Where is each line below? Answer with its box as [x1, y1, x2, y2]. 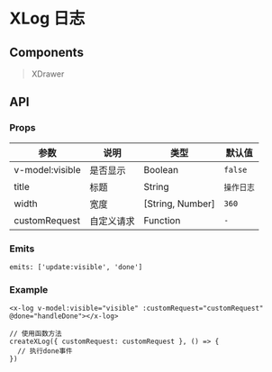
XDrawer [31, 68, 65, 79]
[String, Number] [143, 197, 216, 210]
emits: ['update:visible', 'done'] [9, 262, 143, 271]
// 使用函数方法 [9, 330, 62, 339]
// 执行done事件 [17, 347, 74, 356]
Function [143, 213, 181, 226]
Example [9, 283, 49, 295]
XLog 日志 [9, 8, 86, 29]
